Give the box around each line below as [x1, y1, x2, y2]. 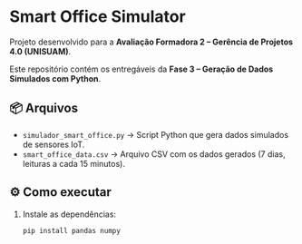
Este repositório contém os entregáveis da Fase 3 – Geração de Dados [9, 63, 274, 74]
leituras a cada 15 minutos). [22, 158, 125, 169]
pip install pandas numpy [22, 226, 121, 235]
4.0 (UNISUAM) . [9, 45, 72, 56]
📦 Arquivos [9, 101, 79, 116]
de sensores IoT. [22, 139, 85, 150]
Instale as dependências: [22, 209, 116, 220]
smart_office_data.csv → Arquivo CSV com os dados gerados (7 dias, [22, 148, 286, 160]
